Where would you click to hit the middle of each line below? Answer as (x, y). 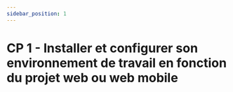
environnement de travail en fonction (117, 63)
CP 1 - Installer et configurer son (102, 48)
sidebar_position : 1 (37, 14)
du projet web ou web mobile (92, 78)
